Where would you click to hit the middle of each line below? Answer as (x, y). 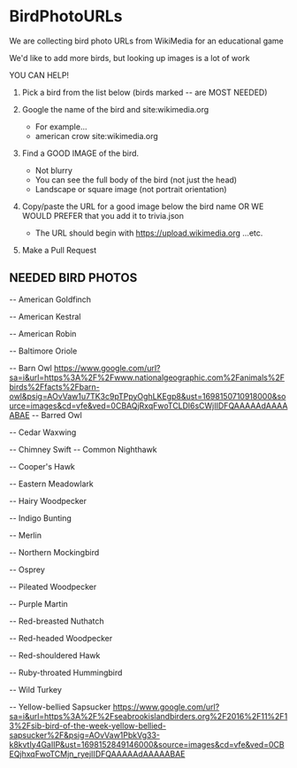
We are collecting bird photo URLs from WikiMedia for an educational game (147, 41)
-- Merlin (26, 535)
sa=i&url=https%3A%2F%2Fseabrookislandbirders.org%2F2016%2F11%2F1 (148, 716)
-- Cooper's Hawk (42, 466)
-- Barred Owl (57, 415)
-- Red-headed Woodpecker (61, 638)
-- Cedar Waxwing (43, 432)
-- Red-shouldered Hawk (55, 655)
